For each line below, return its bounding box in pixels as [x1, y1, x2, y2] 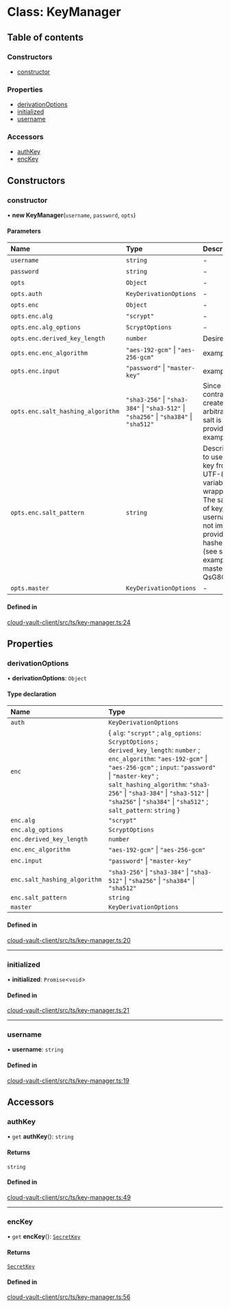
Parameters [7, 227, 41, 235]
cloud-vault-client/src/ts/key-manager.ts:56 [7, 1293, 131, 1301]
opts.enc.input [10, 367, 60, 375]
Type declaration [7, 689, 57, 698]
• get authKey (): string [7, 1132, 74, 1140]
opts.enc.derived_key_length [10, 334, 105, 343]
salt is [203, 415, 222, 425]
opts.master [10, 584, 50, 593]
